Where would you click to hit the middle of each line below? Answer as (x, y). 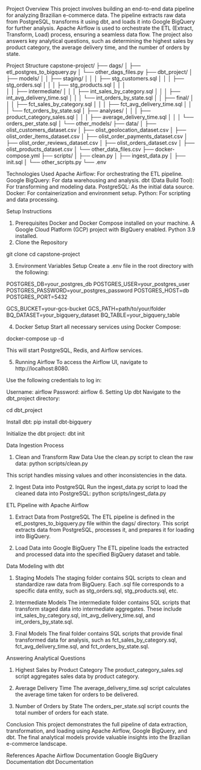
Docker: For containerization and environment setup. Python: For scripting (98, 193)
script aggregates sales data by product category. (77, 676)
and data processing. (33, 200)
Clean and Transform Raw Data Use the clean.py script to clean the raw (104, 457)
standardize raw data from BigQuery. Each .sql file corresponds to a (99, 584)
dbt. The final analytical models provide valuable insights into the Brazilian (98, 737)
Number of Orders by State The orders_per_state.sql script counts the (102, 706)
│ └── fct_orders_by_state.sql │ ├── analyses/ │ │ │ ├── (78, 111)
